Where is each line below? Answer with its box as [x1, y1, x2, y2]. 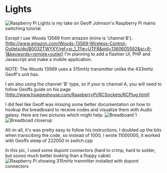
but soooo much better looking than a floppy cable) [5, 152, 111, 158]
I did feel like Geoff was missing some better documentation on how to [5, 101, 151, 107]
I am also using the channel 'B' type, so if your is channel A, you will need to [5, 81, 162, 87]
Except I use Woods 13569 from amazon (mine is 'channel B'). [5, 35, 133, 41]
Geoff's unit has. [5, 71, 39, 77]
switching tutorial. [5, 25, 42, 31]
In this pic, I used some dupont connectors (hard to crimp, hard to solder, [5, 147, 156, 153]
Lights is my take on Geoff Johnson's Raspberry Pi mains [37, 20, 156, 26]
